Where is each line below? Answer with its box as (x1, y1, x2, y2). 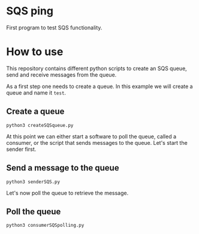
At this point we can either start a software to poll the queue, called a (6, 133, 177, 140)
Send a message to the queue (6, 163, 119, 173)
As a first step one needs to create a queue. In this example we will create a (6, 83, 193, 90)
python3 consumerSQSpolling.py (6, 223, 85, 229)
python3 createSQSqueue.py (6, 122, 74, 128)
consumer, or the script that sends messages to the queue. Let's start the (6, 139, 188, 146)
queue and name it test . (6, 89, 67, 96)
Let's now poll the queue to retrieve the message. (6, 189, 129, 196)
